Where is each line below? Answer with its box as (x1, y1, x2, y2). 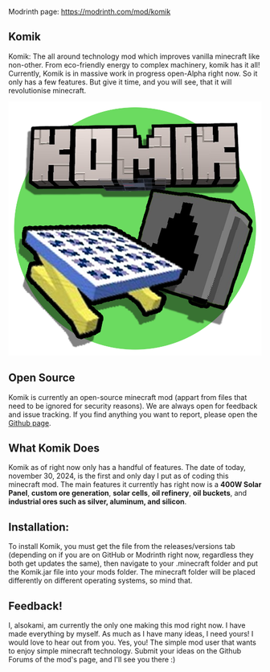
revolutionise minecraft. (8, 85, 87, 95)
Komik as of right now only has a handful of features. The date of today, (8, 463, 247, 472)
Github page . (8, 418, 51, 427)
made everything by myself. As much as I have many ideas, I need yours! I (8, 629, 254, 639)
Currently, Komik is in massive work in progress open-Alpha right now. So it (8, 68, 258, 78)
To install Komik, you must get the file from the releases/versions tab (8, 542, 235, 551)
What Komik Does (8, 442, 100, 456)
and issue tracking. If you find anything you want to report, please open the (8, 410, 258, 419)
